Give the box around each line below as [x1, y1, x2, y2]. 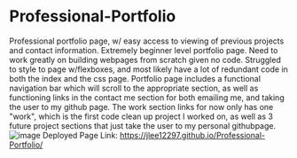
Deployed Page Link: [43, 130, 118, 140]
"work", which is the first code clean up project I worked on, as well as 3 [9, 111, 273, 122]
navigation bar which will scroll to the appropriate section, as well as [9, 83, 259, 93]
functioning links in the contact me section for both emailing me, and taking [9, 91, 285, 103]
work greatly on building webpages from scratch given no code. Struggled [9, 54, 281, 65]
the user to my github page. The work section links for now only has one [9, 101, 274, 112]
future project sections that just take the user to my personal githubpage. [9, 120, 277, 130]
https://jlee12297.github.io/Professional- [119, 130, 266, 140]
